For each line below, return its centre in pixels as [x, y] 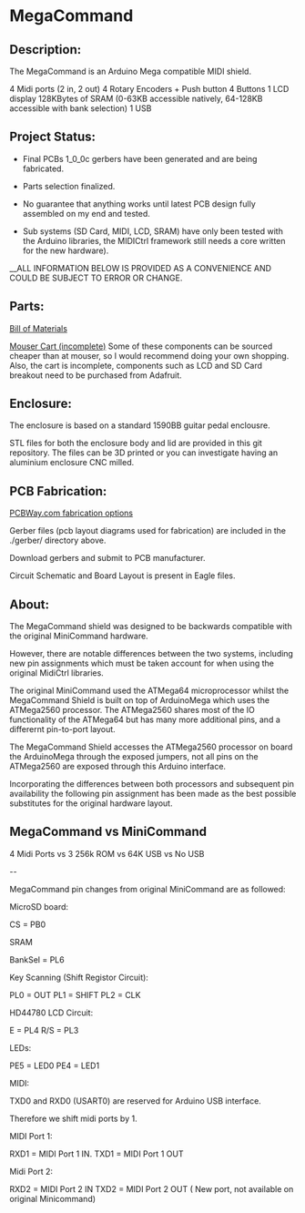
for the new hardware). [66, 250]
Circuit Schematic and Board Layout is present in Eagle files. [122, 576]
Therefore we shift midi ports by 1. [74, 1118]
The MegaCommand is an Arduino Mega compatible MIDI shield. [131, 71]
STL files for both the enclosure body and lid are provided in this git [136, 443]
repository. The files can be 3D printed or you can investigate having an [144, 453]
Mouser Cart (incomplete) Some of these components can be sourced [141, 346]
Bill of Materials [39, 328]
